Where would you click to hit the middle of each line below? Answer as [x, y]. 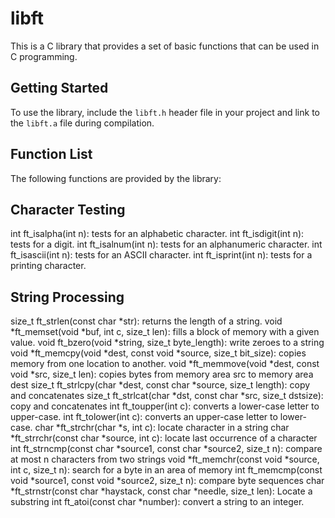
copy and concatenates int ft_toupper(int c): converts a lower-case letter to [165, 406]
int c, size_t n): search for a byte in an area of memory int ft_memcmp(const [166, 470]
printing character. [48, 266]
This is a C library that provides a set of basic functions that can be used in [165, 46]
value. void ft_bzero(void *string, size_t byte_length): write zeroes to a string [167, 343]
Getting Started [59, 88]
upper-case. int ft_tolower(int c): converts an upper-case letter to [144, 417]
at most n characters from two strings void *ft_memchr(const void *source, [165, 459]
